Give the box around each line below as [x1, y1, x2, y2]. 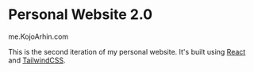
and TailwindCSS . [8, 55, 66, 65]
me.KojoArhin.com [8, 32, 69, 41]
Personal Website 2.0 [8, 6, 153, 24]
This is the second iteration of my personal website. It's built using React [8, 47, 246, 56]
